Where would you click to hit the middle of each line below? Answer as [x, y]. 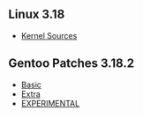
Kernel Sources [49, 35]
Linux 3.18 [37, 15]
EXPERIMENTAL [50, 103]
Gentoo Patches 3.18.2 [71, 64]
